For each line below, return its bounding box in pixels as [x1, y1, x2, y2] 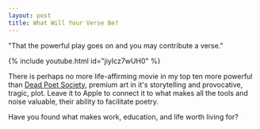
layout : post [8, 11, 52, 20]
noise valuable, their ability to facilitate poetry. [8, 97, 159, 106]
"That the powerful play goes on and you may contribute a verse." [8, 40, 224, 50]
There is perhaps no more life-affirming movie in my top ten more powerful [8, 71, 253, 81]
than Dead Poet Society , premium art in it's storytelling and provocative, [8, 80, 243, 89]
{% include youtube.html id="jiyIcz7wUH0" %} [8, 56, 161, 66]
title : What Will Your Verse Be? [8, 19, 119, 27]
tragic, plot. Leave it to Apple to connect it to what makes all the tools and [8, 88, 248, 97]
